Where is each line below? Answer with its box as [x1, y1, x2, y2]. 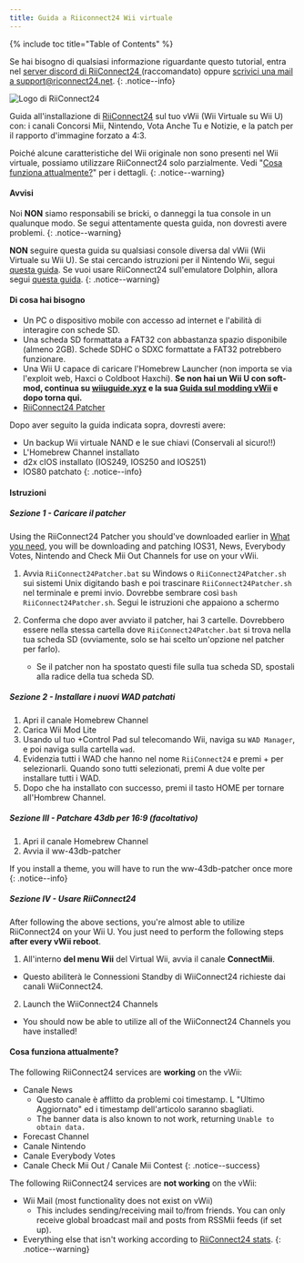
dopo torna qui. [22, 392, 83, 403]
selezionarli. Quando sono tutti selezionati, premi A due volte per [22, 763, 266, 773]
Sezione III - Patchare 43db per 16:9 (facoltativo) [9, 813, 198, 823]
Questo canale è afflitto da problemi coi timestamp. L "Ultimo [35, 1094, 266, 1105]
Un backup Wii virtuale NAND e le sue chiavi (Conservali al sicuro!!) [22, 438, 276, 449]
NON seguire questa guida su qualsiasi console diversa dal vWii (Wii [9, 245, 266, 256]
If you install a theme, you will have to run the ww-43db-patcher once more [9, 863, 293, 874]
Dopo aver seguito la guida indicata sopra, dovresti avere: [9, 419, 226, 430]
